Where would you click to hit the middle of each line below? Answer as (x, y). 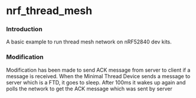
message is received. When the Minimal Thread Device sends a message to (98, 76)
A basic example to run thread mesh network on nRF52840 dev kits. (89, 42)
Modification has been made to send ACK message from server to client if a (98, 70)
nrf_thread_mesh (49, 11)
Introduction (24, 29)
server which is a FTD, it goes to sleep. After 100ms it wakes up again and (96, 82)
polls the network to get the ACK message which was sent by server (89, 89)
